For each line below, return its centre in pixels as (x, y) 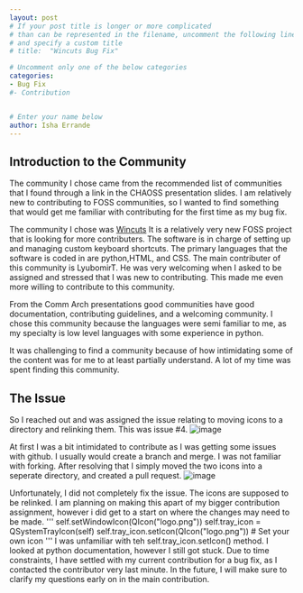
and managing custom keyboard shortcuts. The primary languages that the (148, 249)
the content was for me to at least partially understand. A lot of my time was (150, 360)
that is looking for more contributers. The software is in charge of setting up (150, 239)
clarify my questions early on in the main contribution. (110, 579)
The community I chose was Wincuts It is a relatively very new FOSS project (151, 230)
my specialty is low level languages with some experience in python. (137, 333)
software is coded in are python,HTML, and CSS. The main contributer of (145, 259)
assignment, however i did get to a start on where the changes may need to (150, 512)
